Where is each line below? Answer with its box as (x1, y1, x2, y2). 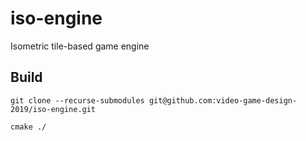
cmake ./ (10, 122, 47, 132)
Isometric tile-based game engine (10, 40, 150, 52)
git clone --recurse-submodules (10, 95, 145, 106)
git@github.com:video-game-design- (148, 95, 298, 106)
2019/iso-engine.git (10, 104, 97, 114)
